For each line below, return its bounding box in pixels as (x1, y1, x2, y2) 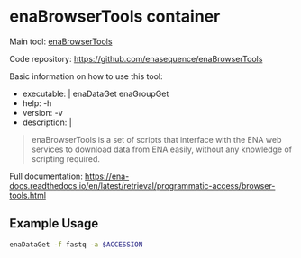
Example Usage (9, 216, 99, 231)
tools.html (9, 190, 47, 200)
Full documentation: (9, 171, 83, 182)
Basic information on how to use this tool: (9, 70, 163, 82)
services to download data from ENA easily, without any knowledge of (31, 144, 293, 155)
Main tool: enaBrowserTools (9, 36, 113, 47)
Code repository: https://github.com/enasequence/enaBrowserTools (9, 53, 263, 64)
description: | (22, 117, 72, 128)
